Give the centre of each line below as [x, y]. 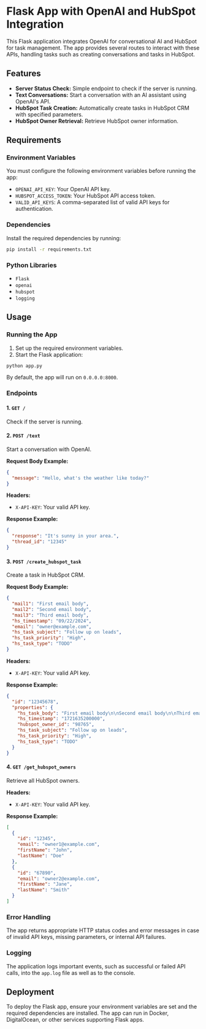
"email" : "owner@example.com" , [52, 626]
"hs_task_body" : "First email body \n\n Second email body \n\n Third [104, 713]
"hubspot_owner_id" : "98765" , [56, 724]
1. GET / [16, 408]
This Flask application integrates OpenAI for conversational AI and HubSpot [102, 41]
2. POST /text [23, 436]
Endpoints [22, 393]
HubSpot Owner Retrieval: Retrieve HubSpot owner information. [97, 121]
